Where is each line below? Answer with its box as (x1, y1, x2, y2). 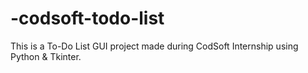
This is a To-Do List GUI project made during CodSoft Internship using (10, 40, 299, 52)
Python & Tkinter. (10, 50, 82, 62)
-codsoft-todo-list (10, 7, 165, 30)
